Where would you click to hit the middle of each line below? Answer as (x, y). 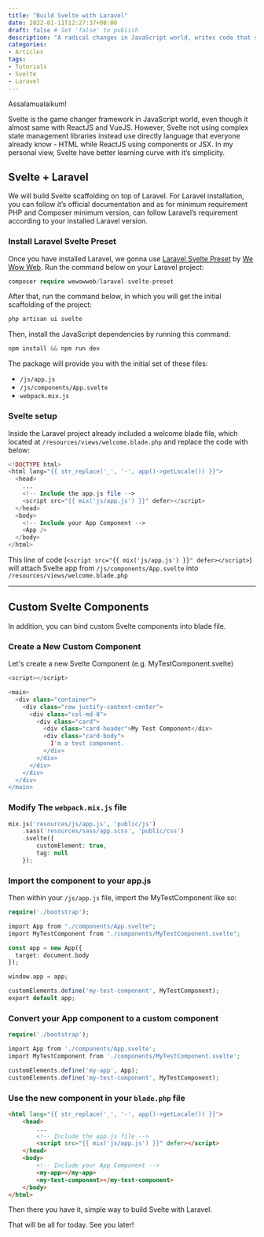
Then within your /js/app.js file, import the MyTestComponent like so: (123, 898)
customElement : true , (72, 846)
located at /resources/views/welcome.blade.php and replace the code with (128, 441)
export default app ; (42, 999)
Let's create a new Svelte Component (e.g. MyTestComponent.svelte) (121, 664)
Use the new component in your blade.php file (97, 1098)
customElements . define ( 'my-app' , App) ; (73, 1070)
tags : (17, 60)
